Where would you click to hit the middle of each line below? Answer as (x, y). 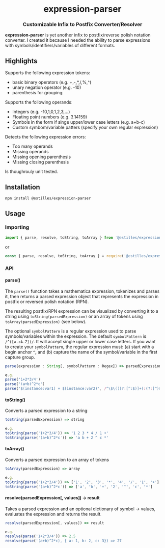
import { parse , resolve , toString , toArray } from (59, 237)
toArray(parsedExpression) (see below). (46, 321)
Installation (23, 187)
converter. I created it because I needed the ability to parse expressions (78, 40)
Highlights (21, 61)
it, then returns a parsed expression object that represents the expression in (82, 296)
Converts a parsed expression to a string (46, 411)
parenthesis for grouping (37, 93)
